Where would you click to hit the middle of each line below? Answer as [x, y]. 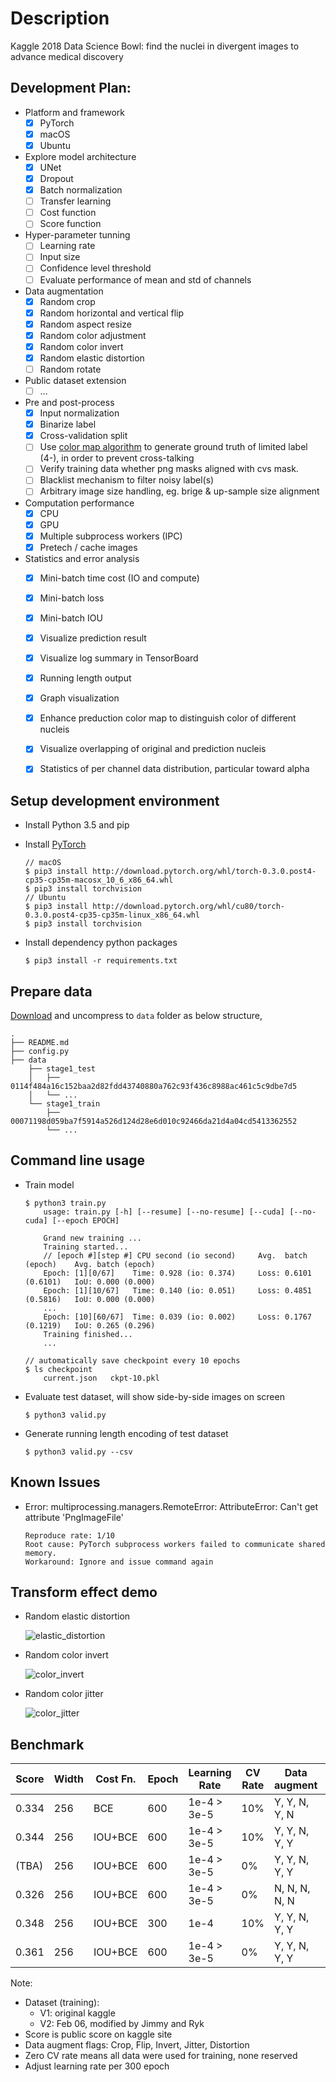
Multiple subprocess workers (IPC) [111, 536]
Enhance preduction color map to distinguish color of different [168, 718]
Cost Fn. [116, 1779]
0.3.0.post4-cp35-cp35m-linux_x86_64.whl [112, 915]
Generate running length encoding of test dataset [126, 1433]
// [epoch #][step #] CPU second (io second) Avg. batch [175, 1255]
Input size [60, 257]
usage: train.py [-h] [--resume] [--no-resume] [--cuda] [164, 1212]
